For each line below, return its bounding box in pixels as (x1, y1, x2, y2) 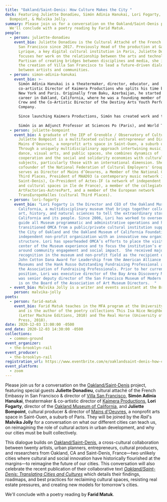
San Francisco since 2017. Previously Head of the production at (18, 44, 157, 49)
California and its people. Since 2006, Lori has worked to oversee (18, 216, 164, 221)
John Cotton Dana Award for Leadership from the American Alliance (18, 257, 162, 262)
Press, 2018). (18, 317, 48, 323)
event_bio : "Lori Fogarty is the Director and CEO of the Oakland (14, 202, 155, 207)
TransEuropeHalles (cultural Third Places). (18, 192, 112, 197)
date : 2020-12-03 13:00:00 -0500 (5, 322, 75, 327)
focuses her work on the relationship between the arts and (18, 53, 146, 59)
